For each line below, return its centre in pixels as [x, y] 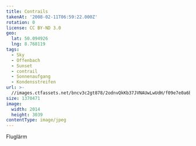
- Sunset [22, 66]
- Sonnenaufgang [31, 77]
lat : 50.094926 [30, 39]
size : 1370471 [23, 98]
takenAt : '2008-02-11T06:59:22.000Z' [52, 17]
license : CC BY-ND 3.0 [34, 28]
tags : [13, 50]
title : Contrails [27, 11]
